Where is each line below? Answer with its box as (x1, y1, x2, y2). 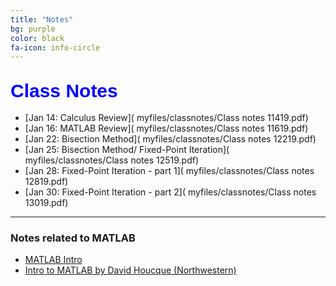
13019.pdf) (24, 197, 69, 209)
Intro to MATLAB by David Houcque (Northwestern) (24, 264, 237, 276)
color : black (10, 33, 65, 43)
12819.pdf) (24, 176, 69, 188)
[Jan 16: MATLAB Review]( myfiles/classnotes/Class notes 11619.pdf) (24, 122, 309, 135)
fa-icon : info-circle (10, 42, 101, 53)
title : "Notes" (10, 14, 74, 25)
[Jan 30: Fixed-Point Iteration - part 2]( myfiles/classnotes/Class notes (24, 186, 317, 198)
